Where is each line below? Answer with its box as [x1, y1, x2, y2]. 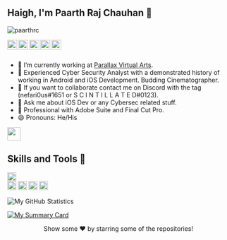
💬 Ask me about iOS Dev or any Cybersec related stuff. [17, 98, 178, 107]
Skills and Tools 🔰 [7, 153, 86, 165]
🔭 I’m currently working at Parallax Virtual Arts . [17, 61, 154, 69]
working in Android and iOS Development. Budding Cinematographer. [17, 76, 220, 84]
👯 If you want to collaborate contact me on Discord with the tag [17, 83, 202, 92]
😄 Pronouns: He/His [17, 113, 78, 121]
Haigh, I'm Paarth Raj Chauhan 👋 [7, 7, 153, 19]
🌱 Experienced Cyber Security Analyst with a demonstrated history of [17, 68, 220, 76]
